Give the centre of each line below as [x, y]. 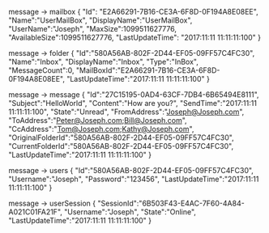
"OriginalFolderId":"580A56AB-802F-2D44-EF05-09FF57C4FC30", [121, 138]
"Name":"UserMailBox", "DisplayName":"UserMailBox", [100, 20]
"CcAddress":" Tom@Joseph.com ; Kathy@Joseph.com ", [101, 129]
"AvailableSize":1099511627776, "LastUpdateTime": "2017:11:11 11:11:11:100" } [135, 37]
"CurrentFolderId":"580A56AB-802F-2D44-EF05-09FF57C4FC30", [121, 146]
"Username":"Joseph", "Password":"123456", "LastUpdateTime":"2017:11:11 [134, 179]
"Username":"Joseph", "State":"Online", [130, 212]
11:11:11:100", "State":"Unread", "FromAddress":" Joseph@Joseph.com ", [126, 112]
